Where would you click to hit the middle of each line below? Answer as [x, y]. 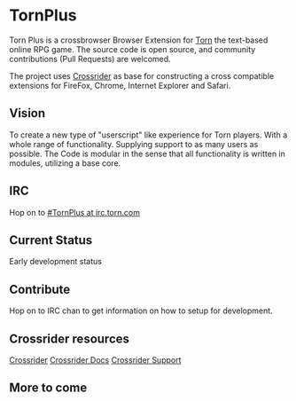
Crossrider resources [70, 338]
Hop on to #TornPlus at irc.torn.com [74, 212]
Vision [27, 113]
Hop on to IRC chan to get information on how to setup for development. [141, 311]
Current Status [51, 240]
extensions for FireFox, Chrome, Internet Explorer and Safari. [120, 85]
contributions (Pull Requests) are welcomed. [90, 59]
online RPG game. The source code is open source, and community [132, 49]
